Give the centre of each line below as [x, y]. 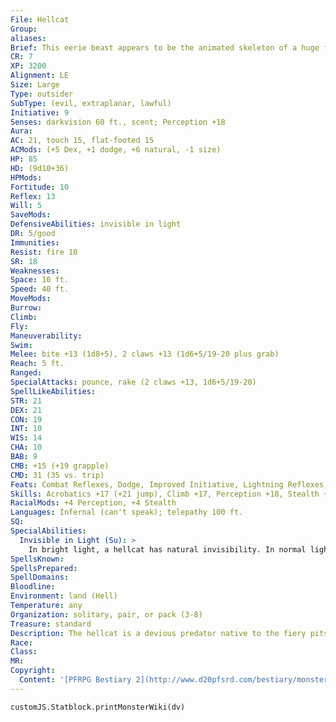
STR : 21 [26, 401]
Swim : [21, 345]
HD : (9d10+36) [40, 168]
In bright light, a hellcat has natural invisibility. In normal [167, 549]
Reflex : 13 [33, 196]
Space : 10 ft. [40, 280]
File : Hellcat [40, 19]
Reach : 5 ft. [37, 364]
